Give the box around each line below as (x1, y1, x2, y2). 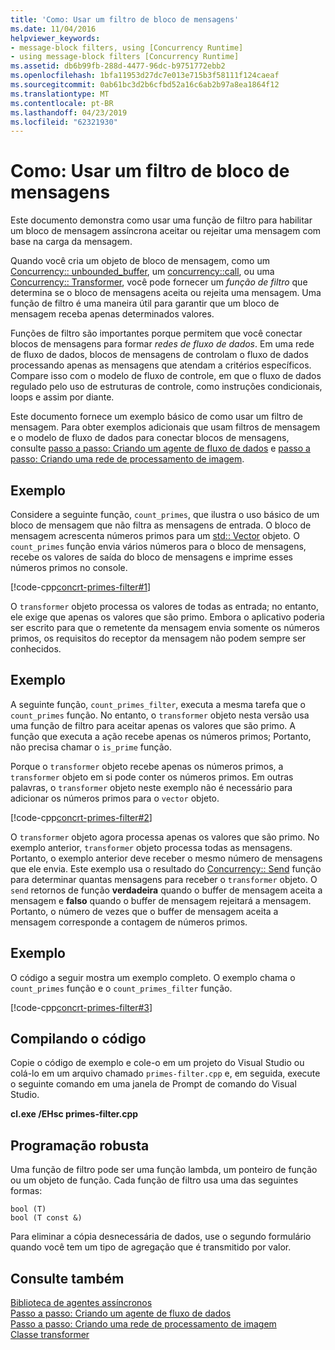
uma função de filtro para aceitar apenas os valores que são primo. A (10, 719, 296, 731)
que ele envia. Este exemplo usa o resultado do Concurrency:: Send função (10, 862, 322, 875)
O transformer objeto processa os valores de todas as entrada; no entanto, (10, 601, 319, 612)
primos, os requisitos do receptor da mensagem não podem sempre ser (10, 632, 307, 644)
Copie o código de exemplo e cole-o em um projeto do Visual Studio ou (10, 1057, 305, 1069)
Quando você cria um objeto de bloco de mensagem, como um (10, 255, 270, 267)
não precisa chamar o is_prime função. (10, 741, 172, 753)
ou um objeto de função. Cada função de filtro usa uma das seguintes (10, 1174, 299, 1186)
